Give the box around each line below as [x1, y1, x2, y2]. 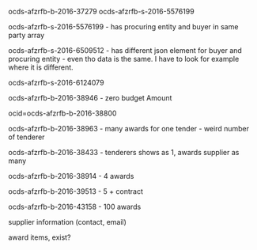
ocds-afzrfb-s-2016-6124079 [8, 78, 104, 87]
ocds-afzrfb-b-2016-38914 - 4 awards [8, 172, 134, 180]
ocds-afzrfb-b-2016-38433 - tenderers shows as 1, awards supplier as [8, 148, 240, 157]
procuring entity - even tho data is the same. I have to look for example [8, 55, 240, 63]
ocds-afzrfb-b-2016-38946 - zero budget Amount [8, 93, 172, 102]
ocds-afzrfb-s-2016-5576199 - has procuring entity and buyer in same [8, 22, 239, 31]
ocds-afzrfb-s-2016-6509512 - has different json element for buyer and [8, 46, 243, 55]
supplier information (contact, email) [8, 218, 127, 226]
